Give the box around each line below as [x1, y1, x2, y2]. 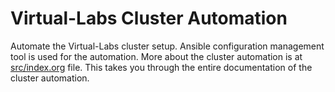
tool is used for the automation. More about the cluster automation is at [10, 50, 303, 62]
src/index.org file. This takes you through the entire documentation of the [10, 61, 313, 73]
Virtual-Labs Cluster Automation [10, 7, 288, 30]
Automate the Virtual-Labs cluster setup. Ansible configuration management [10, 40, 325, 52]
